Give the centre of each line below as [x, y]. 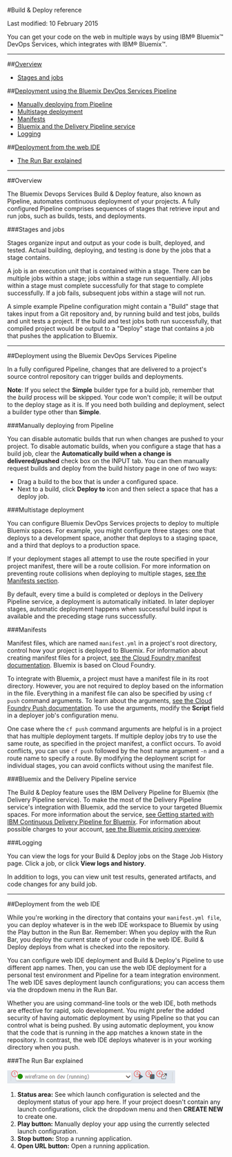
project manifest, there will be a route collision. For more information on [109, 566]
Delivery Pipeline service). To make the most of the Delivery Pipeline [104, 800]
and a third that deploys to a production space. [74, 545]
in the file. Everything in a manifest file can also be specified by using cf [110, 693]
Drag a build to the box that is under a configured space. [97, 482]
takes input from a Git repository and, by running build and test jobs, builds [114, 314]
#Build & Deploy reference [45, 10]
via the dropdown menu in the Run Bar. [62, 990]
